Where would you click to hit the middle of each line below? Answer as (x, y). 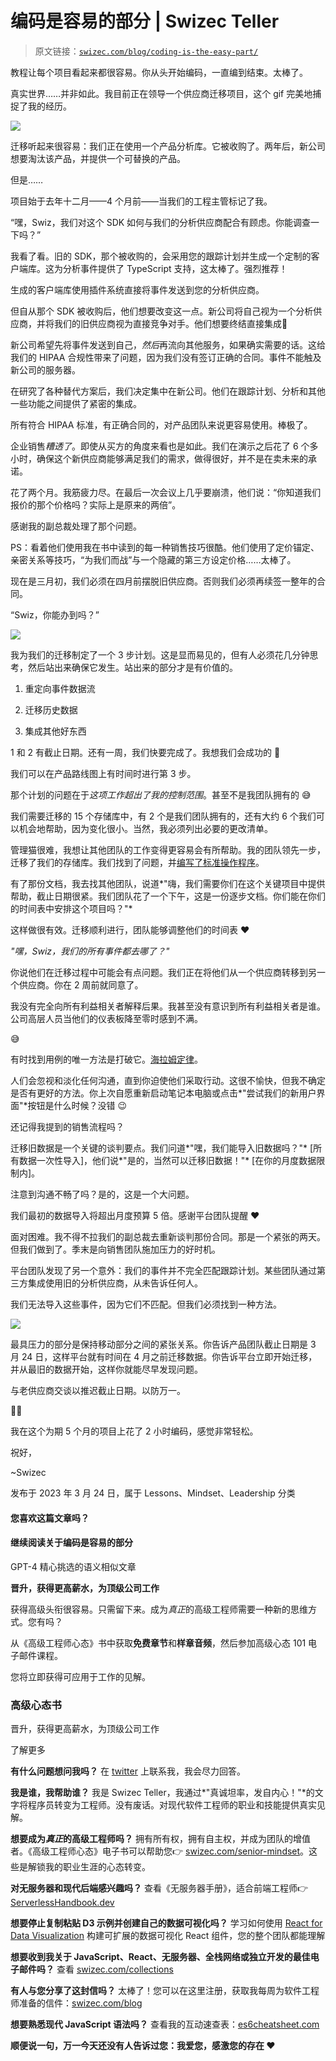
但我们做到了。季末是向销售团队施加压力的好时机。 (115, 1249)
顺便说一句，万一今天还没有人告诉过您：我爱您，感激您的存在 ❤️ (143, 2046)
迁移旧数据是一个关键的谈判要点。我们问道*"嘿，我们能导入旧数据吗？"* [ (162, 1148)
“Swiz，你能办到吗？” (55, 614)
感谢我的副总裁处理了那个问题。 (76, 526)
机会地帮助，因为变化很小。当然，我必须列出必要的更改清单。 (145, 828)
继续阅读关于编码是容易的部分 (71, 1543)
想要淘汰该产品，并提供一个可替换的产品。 (98, 158)
